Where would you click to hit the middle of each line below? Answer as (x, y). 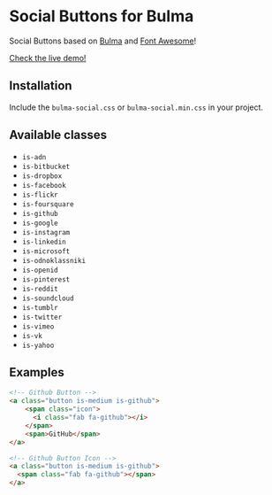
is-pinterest (46, 279)
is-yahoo (38, 345)
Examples (37, 372)
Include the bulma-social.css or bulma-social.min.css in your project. (136, 107)
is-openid (40, 270)
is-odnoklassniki (54, 260)
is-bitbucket (46, 166)
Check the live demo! (48, 58)
